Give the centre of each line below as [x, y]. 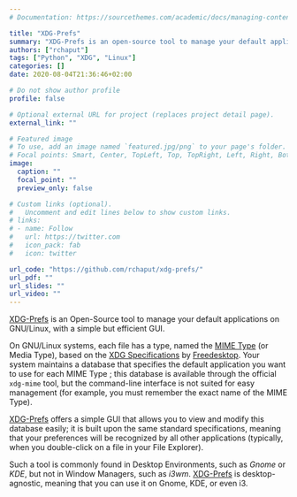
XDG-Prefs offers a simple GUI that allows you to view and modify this [137, 419]
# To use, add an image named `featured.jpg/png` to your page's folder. [148, 147]
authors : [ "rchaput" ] [49, 50]
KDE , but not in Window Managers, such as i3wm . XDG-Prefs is [125, 474]
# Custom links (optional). [61, 204]
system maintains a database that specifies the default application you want [147, 364]
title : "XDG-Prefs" [45, 33]
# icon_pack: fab [45, 245]
